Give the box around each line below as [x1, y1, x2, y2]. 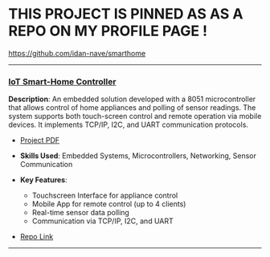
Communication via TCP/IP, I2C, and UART [31, 216, 174, 226]
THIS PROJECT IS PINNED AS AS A [8, 5, 243, 23]
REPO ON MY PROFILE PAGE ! [8, 22, 208, 40]
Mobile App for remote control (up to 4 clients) [31, 199, 186, 209]
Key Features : [19, 175, 67, 185]
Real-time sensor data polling [31, 208, 130, 218]
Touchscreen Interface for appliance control [31, 190, 178, 201]
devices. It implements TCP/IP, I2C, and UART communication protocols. [8, 120, 249, 129]
